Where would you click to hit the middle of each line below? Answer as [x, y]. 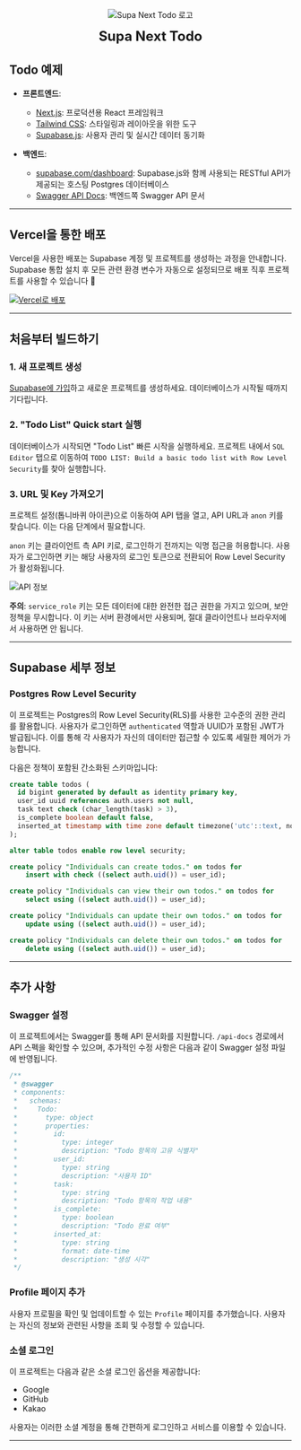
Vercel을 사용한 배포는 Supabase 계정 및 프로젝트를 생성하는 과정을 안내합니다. [148, 258]
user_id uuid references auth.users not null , [106, 801]
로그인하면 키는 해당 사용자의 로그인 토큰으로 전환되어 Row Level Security [155, 556]
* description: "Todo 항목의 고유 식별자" [106, 1151]
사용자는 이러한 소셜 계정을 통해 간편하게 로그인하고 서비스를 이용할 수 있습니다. [148, 1427]
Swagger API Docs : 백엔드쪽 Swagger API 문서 [120, 195]
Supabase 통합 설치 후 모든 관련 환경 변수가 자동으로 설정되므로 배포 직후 [138, 269]
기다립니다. [29, 399]
